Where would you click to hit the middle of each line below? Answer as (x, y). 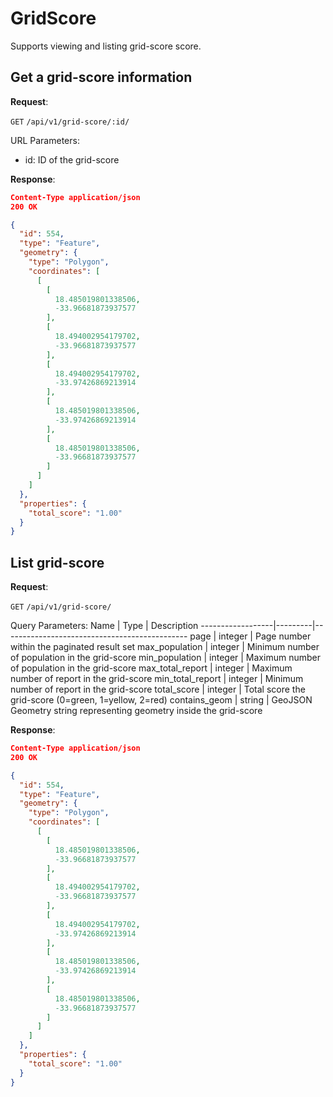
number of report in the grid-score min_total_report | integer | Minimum (157, 679)
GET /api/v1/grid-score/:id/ (70, 122)
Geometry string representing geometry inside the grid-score (136, 711)
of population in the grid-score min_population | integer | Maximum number (165, 658)
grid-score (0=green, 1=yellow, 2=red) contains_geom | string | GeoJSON (161, 700)
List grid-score (57, 562)
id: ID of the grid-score (72, 159)
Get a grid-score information (101, 77)
